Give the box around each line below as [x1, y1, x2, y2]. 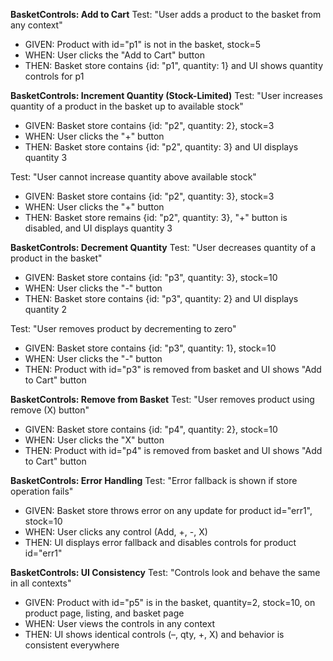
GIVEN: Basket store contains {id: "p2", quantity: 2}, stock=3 [24, 120, 275, 131]
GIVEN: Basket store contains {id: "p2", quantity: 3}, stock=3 [24, 190, 275, 202]
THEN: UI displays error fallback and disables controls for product [24, 537, 297, 548]
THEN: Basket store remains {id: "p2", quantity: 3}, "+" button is [24, 212, 288, 223]
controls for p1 [24, 70, 85, 82]
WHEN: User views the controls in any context [24, 618, 216, 629]
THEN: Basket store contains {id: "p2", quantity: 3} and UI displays [24, 141, 299, 153]
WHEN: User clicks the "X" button [24, 434, 165, 446]
